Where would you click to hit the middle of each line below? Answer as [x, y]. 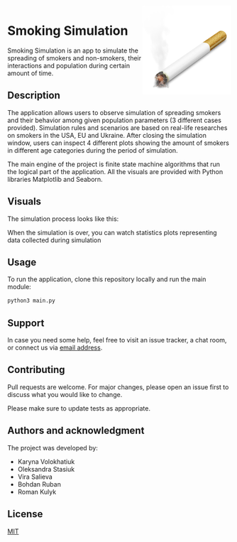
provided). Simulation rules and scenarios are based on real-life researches [117, 128]
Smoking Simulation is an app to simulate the [73, 50]
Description [34, 96]
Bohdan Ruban [39, 484]
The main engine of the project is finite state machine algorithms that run [114, 164]
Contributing [36, 370]
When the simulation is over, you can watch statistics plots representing [112, 232]
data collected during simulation [54, 240]
